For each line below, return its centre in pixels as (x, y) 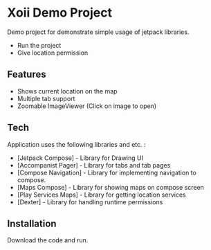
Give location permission (53, 53)
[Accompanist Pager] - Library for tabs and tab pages (94, 165)
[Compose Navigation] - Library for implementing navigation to (107, 172)
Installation (32, 223)
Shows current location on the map (67, 91)
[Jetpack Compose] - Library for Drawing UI (80, 158)
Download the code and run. (48, 240)
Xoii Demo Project (60, 13)
